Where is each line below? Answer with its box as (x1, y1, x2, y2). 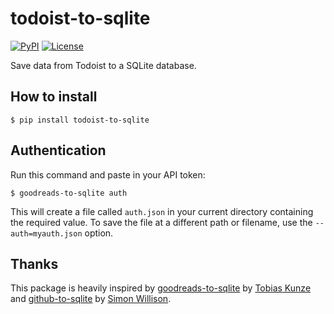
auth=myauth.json (10, 228, 83, 239)
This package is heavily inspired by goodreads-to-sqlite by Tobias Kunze (10, 282, 312, 294)
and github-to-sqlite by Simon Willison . (10, 293, 172, 305)
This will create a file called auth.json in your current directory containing (10, 205, 314, 217)
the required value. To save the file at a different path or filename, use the (10, 216, 313, 228)
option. (84, 227, 114, 239)
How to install (10, 88, 98, 106)
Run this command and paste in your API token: (10, 168, 206, 181)
